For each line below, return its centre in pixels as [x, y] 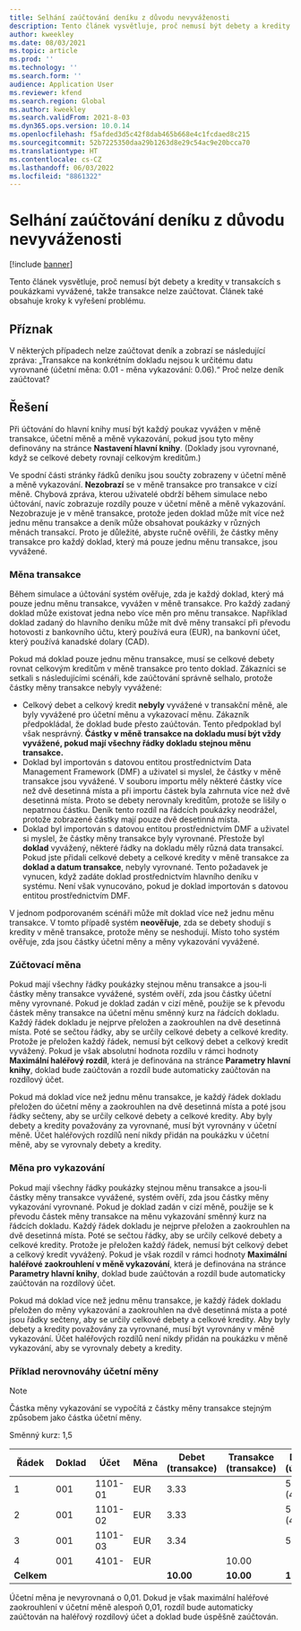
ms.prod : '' [31, 59]
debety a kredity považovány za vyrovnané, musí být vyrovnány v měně [142, 1329]
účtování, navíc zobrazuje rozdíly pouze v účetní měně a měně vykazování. [148, 503]
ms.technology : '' [43, 68]
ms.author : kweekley [48, 109]
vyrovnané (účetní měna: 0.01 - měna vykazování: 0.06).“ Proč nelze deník [147, 370]
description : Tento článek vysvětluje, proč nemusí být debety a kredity [150, 26]
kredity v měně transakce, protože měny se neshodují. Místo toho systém [145, 932]
